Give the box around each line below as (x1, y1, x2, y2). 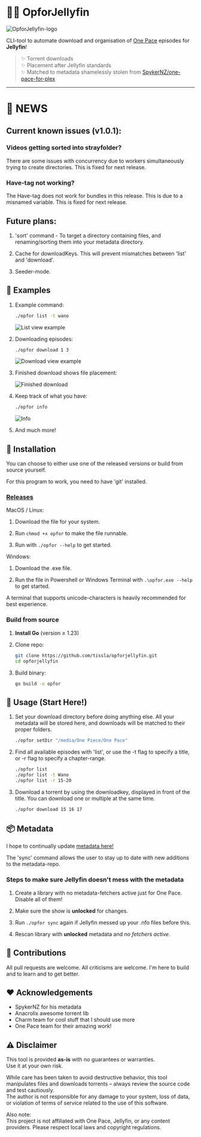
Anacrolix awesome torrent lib (14, 1010, 89, 1017)
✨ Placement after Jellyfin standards (20, 61, 112, 68)
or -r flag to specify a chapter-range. (14, 755, 106, 762)
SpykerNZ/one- (142, 68, 181, 76)
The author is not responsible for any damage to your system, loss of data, (6, 1093, 190, 1100)
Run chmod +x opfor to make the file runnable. (14, 530, 128, 537)
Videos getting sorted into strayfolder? (6, 143, 122, 152)
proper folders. (14, 726, 52, 733)
